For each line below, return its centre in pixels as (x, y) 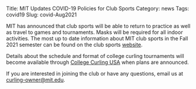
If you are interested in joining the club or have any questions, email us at (95, 73)
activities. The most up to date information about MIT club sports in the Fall (97, 38)
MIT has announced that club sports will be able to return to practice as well (98, 26)
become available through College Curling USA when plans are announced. (98, 62)
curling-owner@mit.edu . (36, 80)
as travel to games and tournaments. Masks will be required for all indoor (95, 32)
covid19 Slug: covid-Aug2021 (41, 15)
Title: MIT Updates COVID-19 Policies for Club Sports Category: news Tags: (98, 8)
